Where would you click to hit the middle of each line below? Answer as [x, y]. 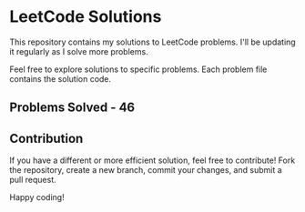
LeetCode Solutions [86, 17]
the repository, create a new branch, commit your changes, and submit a [146, 170]
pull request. [33, 180]
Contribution [46, 138]
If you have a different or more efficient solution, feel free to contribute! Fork [152, 160]
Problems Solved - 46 [72, 108]
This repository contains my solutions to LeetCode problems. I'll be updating [152, 42]
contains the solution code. [61, 78]
